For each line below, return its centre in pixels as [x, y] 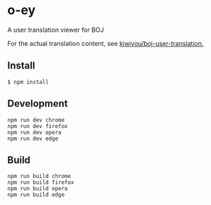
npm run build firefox [41, 182]
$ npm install [28, 82]
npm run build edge [36, 195]
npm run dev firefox [38, 126]
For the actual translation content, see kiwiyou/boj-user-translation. [105, 43]
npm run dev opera [34, 132]
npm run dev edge [33, 139]
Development [38, 104]
